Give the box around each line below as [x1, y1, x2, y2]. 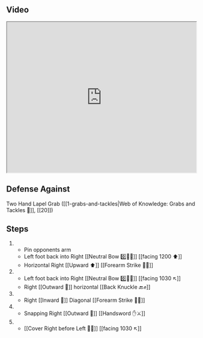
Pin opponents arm [23, 246, 71, 254]
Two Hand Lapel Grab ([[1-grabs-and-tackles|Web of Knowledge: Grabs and [6, 200, 195, 207]
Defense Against [6, 184, 70, 195]
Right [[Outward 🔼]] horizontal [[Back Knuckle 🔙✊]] [23, 283, 151, 291]
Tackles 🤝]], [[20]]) [6, 206, 53, 213]
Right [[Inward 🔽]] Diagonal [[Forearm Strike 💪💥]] [23, 296, 145, 304]
